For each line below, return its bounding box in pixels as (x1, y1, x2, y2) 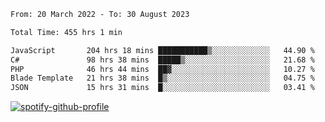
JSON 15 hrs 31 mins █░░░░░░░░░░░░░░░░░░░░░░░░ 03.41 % (10, 83, 315, 93)
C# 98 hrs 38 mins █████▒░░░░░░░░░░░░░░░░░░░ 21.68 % (10, 55, 315, 65)
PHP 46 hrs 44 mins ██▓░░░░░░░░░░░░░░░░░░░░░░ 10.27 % (10, 64, 315, 74)
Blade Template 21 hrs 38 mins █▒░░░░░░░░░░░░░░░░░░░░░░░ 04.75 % (10, 73, 315, 84)
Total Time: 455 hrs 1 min (10, 27, 123, 37)
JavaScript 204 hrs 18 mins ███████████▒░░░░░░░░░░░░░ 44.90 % (10, 45, 315, 55)
